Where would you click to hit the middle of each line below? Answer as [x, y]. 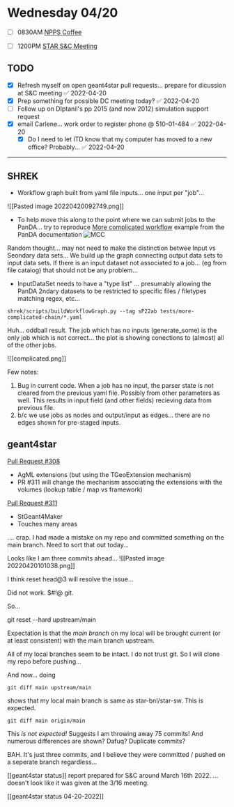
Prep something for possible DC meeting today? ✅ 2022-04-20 [108, 101]
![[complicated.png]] [37, 359]
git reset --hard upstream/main [52, 619]
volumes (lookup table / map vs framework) [80, 489]
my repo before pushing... [44, 661]
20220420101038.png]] [41, 565]
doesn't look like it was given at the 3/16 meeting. [78, 783]
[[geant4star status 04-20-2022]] [56, 796]
